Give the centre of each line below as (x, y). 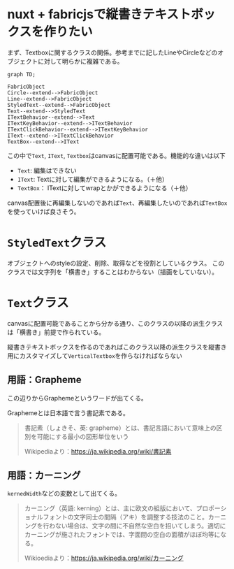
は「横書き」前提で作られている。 (56, 332)
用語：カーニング (44, 476)
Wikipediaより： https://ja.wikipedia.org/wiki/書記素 (98, 451)
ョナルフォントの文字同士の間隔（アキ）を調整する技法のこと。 (116, 517)
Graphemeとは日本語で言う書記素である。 (68, 412)
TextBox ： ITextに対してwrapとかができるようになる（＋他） (104, 188)
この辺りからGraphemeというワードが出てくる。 (78, 398)
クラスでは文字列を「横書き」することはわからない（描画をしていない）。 (113, 272)
